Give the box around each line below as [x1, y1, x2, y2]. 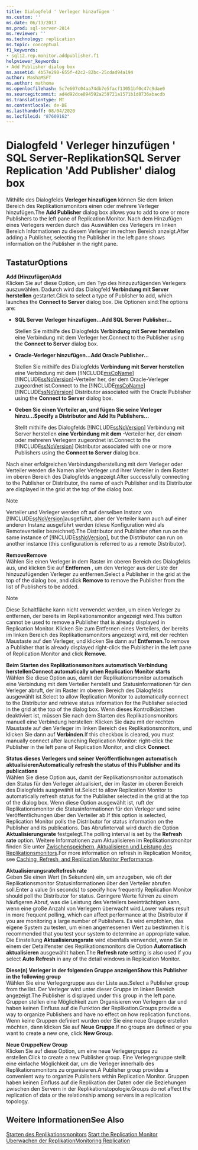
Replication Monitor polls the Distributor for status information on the [6, 818, 173, 825]
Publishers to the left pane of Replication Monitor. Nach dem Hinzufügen [6, 215, 183, 222]
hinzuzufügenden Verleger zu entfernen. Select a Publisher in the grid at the [6, 571, 190, 578]
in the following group [6, 973, 61, 980]
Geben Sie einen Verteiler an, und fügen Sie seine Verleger [14, 406, 163, 413]
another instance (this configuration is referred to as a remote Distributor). [6, 540, 187, 547]
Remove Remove [6, 552, 47, 559]
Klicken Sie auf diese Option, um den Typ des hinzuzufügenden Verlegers [6, 280, 186, 286]
